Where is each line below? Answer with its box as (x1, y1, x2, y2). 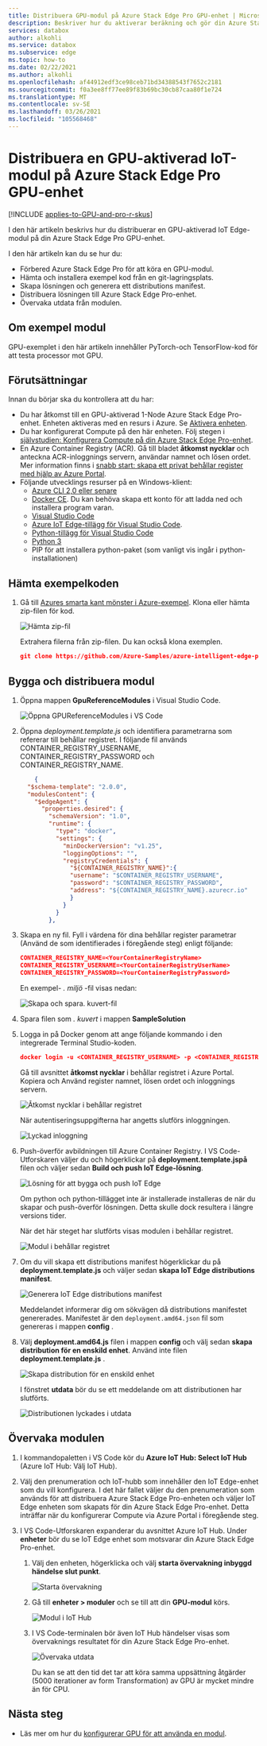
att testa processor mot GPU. (8, 351, 103, 360)
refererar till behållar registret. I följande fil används (19, 735, 188, 744)
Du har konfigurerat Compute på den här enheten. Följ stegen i (19, 427, 225, 436)
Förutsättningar (8, 374, 87, 387)
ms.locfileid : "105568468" (8, 115, 98, 123)
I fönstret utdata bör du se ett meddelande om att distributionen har (19, 1384, 242, 1394)
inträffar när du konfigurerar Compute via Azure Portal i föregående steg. (19, 1510, 259, 1519)
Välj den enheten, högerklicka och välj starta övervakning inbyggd (31, 1558, 252, 1567)
